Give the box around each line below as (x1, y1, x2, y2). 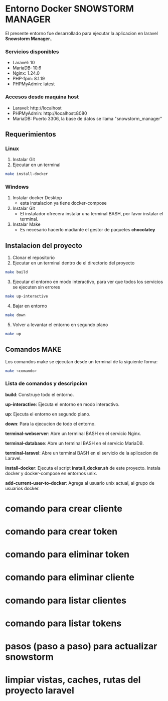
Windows (5, 184, 29, 191)
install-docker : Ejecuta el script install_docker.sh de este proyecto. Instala (5, 465, 160, 471)
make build (5, 269, 28, 275)
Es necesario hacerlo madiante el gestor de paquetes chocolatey (20, 227, 155, 233)
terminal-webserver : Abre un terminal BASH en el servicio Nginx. (5, 430, 141, 437)
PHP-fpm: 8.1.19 (12, 76, 45, 82)
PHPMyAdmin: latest (12, 81, 55, 87)
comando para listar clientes (5, 595, 127, 606)
